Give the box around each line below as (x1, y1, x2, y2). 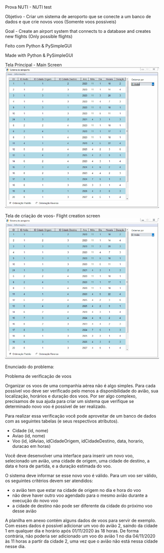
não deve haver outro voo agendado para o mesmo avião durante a (12, 492, 148, 498)
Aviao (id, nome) (12, 433, 45, 439)
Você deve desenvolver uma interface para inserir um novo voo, (5, 452, 134, 459)
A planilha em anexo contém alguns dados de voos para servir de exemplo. (5, 517, 156, 523)
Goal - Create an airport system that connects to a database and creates (5, 28, 151, 34)
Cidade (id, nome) (12, 427, 49, 433)
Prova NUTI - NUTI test (5, 4, 52, 10)
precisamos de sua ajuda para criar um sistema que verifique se (5, 398, 134, 404)
